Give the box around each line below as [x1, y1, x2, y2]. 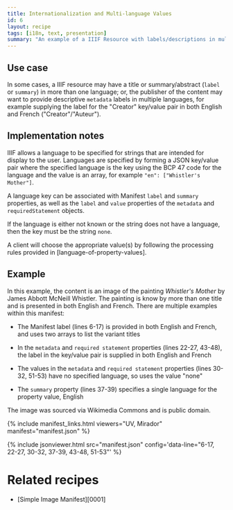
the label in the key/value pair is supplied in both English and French [17, 351, 212, 359]
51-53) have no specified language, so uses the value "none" [28, 372, 203, 380]
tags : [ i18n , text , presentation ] [7, 29, 107, 37]
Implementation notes [7, 130, 105, 142]
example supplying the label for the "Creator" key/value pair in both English [7, 102, 223, 111]
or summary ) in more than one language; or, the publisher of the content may [7, 88, 223, 96]
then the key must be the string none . [7, 227, 112, 235]
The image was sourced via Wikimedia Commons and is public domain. [7, 406, 211, 414]
